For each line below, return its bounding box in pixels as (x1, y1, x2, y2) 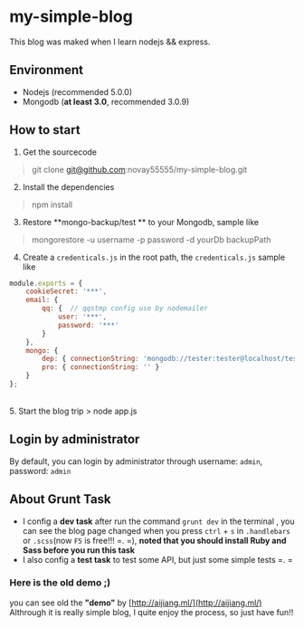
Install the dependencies (22, 181, 115, 192)
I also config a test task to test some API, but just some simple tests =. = (22, 554, 294, 565)
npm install (31, 199, 73, 210)
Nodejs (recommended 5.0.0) (22, 86, 133, 97)
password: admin (9, 465, 71, 476)
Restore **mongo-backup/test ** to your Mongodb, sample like (22, 216, 260, 227)
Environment (9, 62, 84, 78)
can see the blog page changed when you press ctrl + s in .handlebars (22, 525, 291, 536)
